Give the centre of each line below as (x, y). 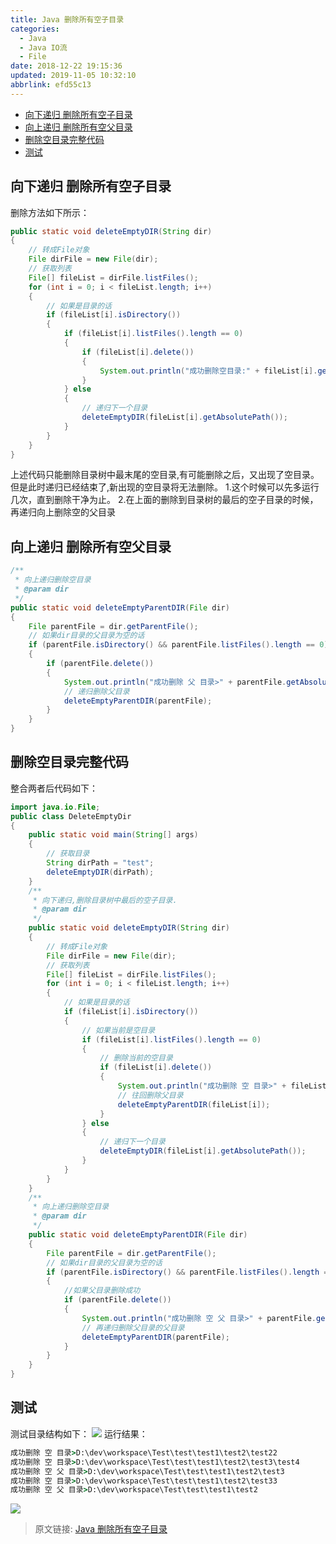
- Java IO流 (43, 47)
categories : (35, 29)
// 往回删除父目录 (150, 1095)
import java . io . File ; (55, 807)
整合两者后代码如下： (54, 788)
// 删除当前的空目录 (136, 1058)
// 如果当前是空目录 (118, 1030)
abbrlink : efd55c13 (51, 85)
